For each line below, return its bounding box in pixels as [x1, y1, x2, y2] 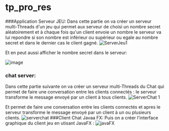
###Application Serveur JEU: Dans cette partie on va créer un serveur [5, 18, 152, 24]
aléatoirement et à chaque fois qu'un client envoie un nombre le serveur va [5, 29, 162, 35]
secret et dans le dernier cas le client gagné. [5, 39, 98, 46]
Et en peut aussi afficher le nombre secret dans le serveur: [5, 50, 128, 56]
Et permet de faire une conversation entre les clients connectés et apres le [5, 104, 161, 110]
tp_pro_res [5, 2, 52, 13]
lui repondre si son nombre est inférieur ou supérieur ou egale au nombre [5, 34, 158, 40]
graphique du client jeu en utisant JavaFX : [5, 120, 95, 126]
